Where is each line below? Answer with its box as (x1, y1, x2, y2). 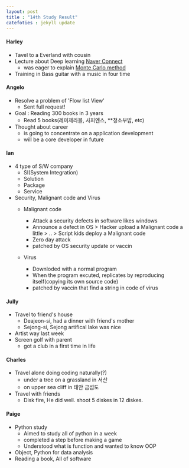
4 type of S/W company (14, 163, 73, 170)
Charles (6, 356, 27, 363)
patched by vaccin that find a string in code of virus (32, 284, 158, 291)
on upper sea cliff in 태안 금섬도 (23, 384, 99, 391)
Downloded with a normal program (32, 265, 117, 272)
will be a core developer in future (23, 136, 105, 143)
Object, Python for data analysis (14, 448, 93, 456)
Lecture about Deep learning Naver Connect (14, 58, 123, 65)
